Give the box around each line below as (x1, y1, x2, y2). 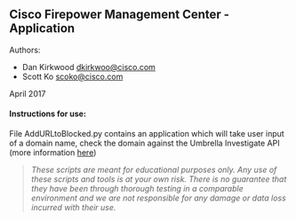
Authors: (9, 44, 41, 55)
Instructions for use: (9, 108, 87, 119)
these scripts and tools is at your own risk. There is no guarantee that (30, 174, 287, 185)
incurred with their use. (30, 202, 116, 213)
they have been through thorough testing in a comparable (30, 184, 244, 194)
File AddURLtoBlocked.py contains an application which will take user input (9, 129, 284, 139)
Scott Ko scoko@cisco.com (21, 71, 124, 82)
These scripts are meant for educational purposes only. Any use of (30, 164, 277, 176)
